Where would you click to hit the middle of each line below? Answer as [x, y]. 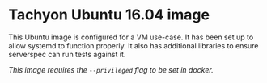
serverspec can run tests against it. [67, 54]
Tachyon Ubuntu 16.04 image [109, 15]
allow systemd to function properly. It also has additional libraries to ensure [133, 45]
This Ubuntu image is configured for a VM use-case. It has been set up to [131, 37]
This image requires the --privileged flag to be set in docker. [111, 69]
